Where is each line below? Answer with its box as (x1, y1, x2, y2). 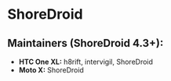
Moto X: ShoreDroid (18, 65, 84, 75)
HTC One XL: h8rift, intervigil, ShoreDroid (18, 57, 154, 66)
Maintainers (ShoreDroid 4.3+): (7, 37, 164, 50)
